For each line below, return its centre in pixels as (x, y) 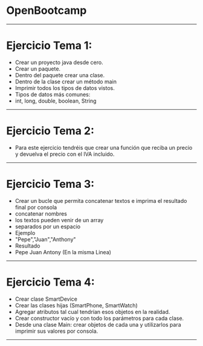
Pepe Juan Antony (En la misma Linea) (63, 252)
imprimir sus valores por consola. (56, 331)
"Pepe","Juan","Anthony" (46, 239)
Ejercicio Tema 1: (49, 46)
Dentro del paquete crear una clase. (60, 75)
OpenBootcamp (47, 11)
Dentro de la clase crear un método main (66, 82)
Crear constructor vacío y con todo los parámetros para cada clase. (99, 318)
